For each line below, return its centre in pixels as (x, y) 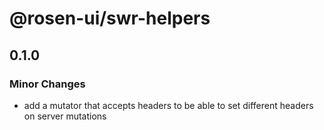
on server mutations (65, 116)
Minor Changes (47, 84)
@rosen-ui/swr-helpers (110, 18)
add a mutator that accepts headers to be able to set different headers (168, 105)
